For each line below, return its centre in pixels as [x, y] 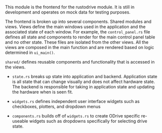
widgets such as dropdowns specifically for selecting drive [88, 121]
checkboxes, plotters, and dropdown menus [56, 107]
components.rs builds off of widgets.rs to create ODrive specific [76, 116]
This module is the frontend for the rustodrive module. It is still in [70, 7]
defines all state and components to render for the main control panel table [80, 37]
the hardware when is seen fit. [42, 92]
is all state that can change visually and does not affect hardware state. [83, 82]
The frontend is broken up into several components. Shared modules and [78, 22]
